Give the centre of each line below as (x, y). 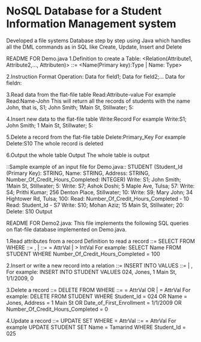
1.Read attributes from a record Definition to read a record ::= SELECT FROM (100, 241)
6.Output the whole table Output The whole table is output (78, 155)
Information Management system (91, 24)
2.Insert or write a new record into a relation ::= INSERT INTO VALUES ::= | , (100, 265)
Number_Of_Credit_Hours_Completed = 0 (57, 309)
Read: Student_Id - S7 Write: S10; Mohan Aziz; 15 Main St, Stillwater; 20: (95, 205)
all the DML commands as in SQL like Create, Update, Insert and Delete (94, 47)
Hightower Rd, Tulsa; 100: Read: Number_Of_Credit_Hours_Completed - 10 (97, 198)
